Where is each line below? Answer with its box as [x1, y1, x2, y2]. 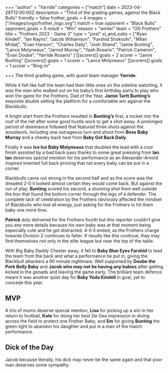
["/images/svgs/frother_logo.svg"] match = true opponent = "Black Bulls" [5, 20, 157, 26]
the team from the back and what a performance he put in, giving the [5, 253, 148, 259]
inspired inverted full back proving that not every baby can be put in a [5, 160, 149, 166]
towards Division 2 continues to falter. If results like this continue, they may [5, 233, 160, 238]
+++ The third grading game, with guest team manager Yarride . [5, 73, 137, 78]
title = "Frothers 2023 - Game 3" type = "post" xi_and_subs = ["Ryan [5, 31, 147, 37]
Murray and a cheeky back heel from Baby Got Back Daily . [5, 135, 128, 140]
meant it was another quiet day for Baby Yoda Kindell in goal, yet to [5, 274, 145, 280]
